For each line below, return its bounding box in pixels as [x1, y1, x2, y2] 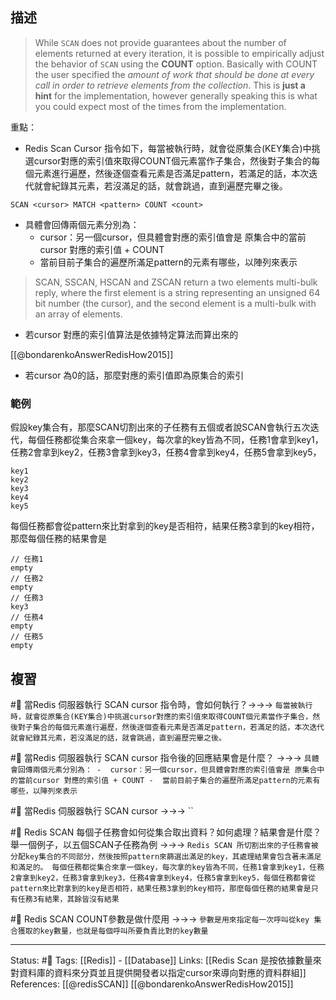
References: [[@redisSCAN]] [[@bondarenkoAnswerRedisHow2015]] [10, 978, 294, 990]
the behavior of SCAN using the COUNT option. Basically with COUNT [34, 58, 318, 70]
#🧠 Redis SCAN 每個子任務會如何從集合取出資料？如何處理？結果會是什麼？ [10, 826, 322, 838]
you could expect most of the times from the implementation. [34, 100, 287, 112]
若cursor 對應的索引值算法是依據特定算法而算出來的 [24, 328, 239, 340]
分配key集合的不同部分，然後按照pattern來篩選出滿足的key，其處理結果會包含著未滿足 [10, 851, 322, 862]
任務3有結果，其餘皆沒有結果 [17, 894, 120, 904]
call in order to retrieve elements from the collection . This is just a [34, 79, 306, 91]
